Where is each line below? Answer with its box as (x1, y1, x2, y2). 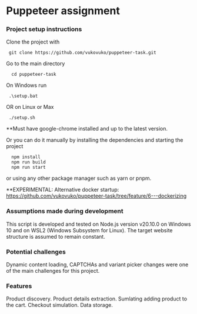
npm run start (11, 165, 46, 171)
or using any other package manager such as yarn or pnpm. (6, 175, 152, 182)
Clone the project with (6, 38, 60, 45)
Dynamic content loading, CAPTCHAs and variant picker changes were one (6, 261, 189, 268)
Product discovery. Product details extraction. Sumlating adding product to (6, 295, 187, 302)
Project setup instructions (6, 25, 82, 34)
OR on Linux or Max (6, 103, 54, 111)
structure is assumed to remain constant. (6, 233, 106, 240)
